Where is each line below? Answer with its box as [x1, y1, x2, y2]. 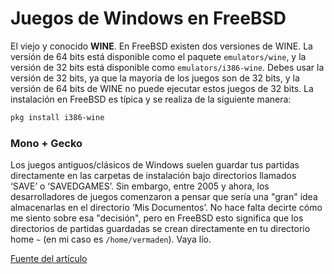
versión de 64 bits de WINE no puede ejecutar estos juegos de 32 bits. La [10, 82, 314, 94]
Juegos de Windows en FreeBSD [10, 7, 287, 30]
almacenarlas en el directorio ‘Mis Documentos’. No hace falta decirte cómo [10, 202, 323, 214]
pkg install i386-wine [10, 112, 105, 122]
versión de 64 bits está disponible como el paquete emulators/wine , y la [10, 50, 307, 62]
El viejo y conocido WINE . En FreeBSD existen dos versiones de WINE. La [10, 40, 313, 52]
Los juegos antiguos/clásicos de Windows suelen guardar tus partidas [10, 159, 300, 171]
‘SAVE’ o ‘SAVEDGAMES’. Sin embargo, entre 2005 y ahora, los [10, 180, 270, 192]
